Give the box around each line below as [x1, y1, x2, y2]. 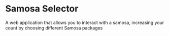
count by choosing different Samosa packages [5, 24, 103, 30]
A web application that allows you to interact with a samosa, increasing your [5, 19, 164, 25]
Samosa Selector [5, 3, 79, 14]
